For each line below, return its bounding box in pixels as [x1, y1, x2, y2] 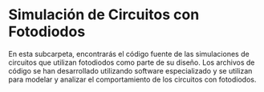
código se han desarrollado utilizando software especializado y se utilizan [8, 66, 253, 75]
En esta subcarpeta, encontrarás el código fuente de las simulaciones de [8, 49, 250, 58]
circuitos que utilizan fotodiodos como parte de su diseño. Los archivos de [8, 58, 255, 67]
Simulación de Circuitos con [8, 6, 200, 24]
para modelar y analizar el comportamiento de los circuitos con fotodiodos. [8, 74, 257, 84]
